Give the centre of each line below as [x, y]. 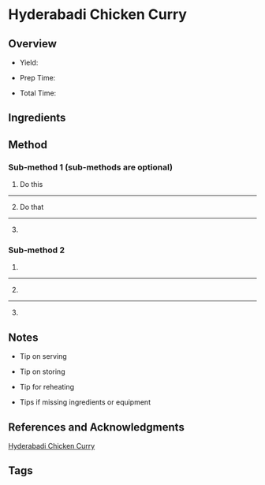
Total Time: [38, 93]
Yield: [29, 62]
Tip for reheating [47, 387]
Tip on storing [42, 371]
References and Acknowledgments [97, 427]
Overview [33, 44]
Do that [32, 207]
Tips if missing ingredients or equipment [85, 402]
